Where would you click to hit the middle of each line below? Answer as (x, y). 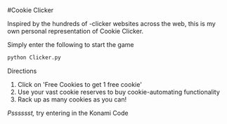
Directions (22, 71)
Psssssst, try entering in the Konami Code (68, 113)
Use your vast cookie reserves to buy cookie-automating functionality (118, 92)
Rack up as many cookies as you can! (72, 99)
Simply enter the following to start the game (71, 44)
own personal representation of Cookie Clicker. (76, 31)
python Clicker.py (34, 57)
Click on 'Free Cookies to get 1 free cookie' (80, 84)
